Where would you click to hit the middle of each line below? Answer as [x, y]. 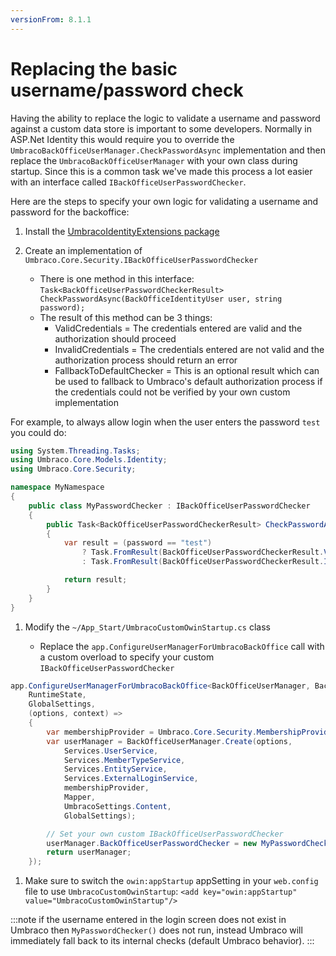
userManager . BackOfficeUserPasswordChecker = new [151, 843]
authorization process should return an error [146, 360]
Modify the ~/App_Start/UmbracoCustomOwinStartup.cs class [147, 627]
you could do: [38, 432]
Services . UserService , [111, 751]
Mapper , [80, 797]
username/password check [127, 90]
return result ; [95, 580]
